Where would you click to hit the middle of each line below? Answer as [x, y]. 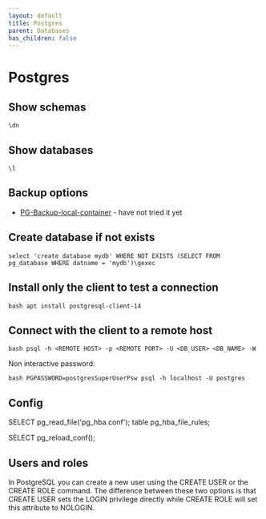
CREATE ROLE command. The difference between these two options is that [132, 490]
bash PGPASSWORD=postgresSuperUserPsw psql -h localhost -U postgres [127, 378]
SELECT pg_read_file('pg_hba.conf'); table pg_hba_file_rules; [109, 422]
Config [26, 402]
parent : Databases [39, 30]
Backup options [48, 193]
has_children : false [43, 38]
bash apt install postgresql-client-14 [75, 306]
